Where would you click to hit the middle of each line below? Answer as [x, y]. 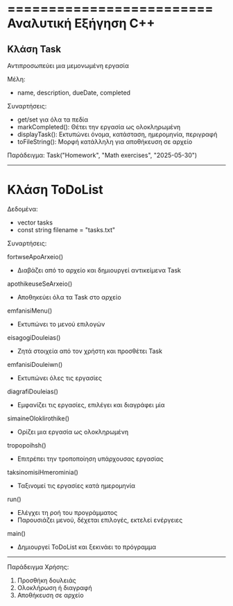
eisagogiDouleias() [34, 337]
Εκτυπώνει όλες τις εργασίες [60, 378]
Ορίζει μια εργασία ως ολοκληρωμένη [73, 432]
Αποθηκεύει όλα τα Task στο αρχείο [69, 297]
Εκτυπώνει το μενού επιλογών [61, 324]
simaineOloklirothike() [38, 418]
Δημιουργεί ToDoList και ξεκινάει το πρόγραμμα [87, 547]
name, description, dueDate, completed [74, 92]
